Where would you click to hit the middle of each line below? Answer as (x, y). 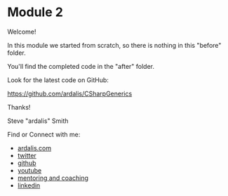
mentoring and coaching (53, 178)
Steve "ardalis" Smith (38, 121)
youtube (29, 170)
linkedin (29, 185)
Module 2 (35, 12)
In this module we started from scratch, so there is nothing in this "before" (114, 45)
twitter (27, 155)
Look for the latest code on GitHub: (58, 80)
